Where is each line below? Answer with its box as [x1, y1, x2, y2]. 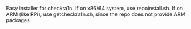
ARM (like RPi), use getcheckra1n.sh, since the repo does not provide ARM [6, 11, 186, 18]
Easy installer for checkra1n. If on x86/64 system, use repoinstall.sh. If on [6, 5, 183, 11]
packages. [6, 17, 32, 23]
